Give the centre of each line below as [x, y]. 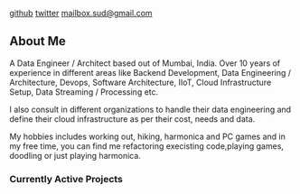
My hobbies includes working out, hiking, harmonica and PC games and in [148, 136]
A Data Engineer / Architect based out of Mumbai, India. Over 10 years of [145, 63]
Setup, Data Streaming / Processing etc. [84, 92]
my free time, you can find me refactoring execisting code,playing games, [147, 146]
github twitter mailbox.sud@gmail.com [81, 13]
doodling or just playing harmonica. [75, 155]
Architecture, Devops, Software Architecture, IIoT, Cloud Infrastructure [141, 82]
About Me [37, 41]
